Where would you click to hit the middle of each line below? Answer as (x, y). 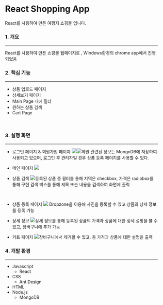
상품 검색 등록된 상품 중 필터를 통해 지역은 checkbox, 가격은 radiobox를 (83, 178)
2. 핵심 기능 (18, 73)
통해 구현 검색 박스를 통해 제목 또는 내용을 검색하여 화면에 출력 (71, 184)
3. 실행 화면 (18, 136)
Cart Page (22, 112)
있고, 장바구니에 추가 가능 (36, 227)
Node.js (20, 292)
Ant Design (30, 282)
